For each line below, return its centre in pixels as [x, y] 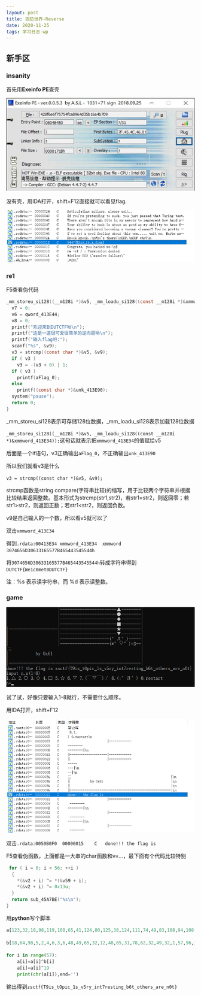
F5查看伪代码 [22, 290]
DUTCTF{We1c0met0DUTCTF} [37, 570]
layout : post [22, 13]
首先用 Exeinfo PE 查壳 [33, 89]
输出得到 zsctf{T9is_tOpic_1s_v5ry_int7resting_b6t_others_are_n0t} [92, 986]
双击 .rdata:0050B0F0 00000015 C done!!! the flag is [81, 843]
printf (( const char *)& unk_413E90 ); [63, 390]
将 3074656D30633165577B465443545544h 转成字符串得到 [71, 562]
